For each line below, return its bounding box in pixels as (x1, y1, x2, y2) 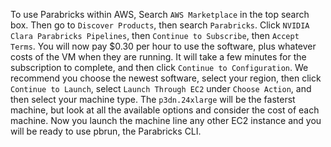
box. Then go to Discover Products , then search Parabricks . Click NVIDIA (10, 19, 310, 31)
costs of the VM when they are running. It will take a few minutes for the (10, 51, 307, 63)
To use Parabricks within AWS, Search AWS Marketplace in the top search (10, 9, 310, 20)
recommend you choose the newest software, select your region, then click (10, 72, 322, 84)
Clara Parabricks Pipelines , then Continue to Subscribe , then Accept (10, 30, 300, 41)
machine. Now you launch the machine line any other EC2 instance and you (10, 115, 322, 126)
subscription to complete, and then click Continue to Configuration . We (10, 62, 309, 73)
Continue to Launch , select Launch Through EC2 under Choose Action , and (10, 83, 312, 94)
